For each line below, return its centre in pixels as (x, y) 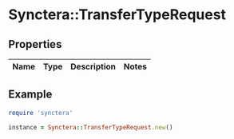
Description (93, 67)
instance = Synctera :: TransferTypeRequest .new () (91, 127)
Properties (35, 44)
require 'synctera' (41, 113)
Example (30, 95)
